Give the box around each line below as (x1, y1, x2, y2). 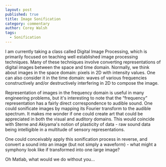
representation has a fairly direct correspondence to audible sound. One (5, 100, 153, 106)
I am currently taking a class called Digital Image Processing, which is (5, 48, 147, 55)
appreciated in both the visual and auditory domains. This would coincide (5, 116, 155, 122)
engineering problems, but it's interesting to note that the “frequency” (5, 95, 148, 101)
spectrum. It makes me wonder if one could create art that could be (5, 111, 143, 116)
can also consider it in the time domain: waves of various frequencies (5, 75, 147, 81)
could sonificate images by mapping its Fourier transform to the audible (5, 105, 151, 111)
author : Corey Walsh (5, 26, 48, 31)
